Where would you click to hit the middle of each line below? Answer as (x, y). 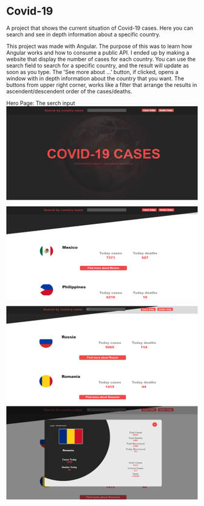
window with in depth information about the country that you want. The (95, 78)
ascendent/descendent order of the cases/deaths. (69, 91)
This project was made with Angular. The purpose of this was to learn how (99, 46)
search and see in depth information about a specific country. (83, 34)
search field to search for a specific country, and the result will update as (98, 66)
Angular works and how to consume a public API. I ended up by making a (98, 52)
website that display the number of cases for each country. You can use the (101, 59)
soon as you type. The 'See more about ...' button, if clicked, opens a (93, 72)
